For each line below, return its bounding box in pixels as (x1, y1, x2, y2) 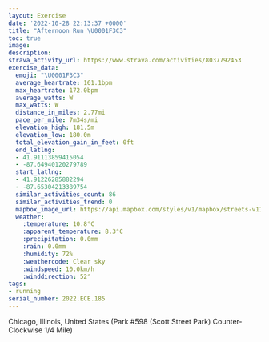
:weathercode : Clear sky (22, 257, 106, 265)
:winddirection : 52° (22, 272, 91, 280)
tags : (8, 280, 26, 288)
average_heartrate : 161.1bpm (15, 78, 113, 87)
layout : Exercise (8, 11, 66, 20)
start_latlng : (15, 168, 62, 176)
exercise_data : (8, 64, 59, 72)
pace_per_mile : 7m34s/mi (15, 116, 98, 124)
